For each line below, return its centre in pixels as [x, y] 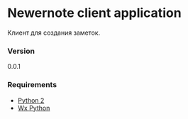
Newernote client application [95, 13]
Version [21, 51]
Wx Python [34, 108]
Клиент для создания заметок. [54, 33]
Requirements [32, 85]
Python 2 [31, 100]
